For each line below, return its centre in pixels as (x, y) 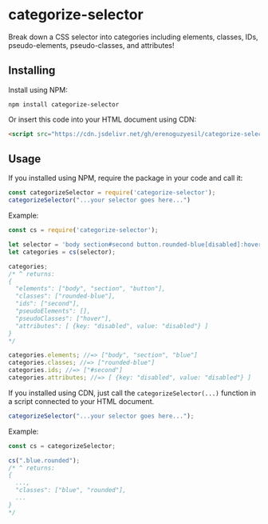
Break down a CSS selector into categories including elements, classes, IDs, (133, 37)
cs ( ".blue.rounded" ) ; (44, 460)
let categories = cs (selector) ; (62, 252)
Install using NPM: (38, 90)
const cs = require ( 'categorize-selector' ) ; (83, 230)
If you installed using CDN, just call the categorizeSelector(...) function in (132, 393)
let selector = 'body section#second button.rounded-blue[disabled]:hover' (137, 245)
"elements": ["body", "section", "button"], (91, 289)
